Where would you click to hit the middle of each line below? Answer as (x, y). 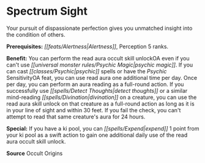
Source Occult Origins (35, 153)
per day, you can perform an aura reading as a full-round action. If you (95, 84)
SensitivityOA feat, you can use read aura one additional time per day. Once (102, 78)
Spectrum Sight (47, 11)
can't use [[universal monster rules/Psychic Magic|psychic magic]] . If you (100, 65)
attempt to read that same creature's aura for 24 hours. (76, 117)
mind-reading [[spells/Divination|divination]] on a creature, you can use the (102, 97)
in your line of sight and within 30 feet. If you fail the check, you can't (94, 110)
